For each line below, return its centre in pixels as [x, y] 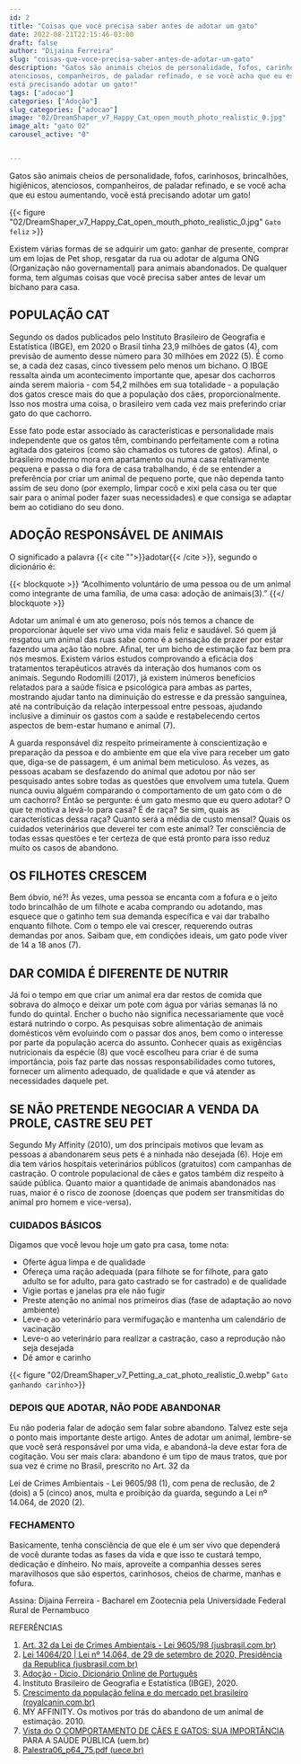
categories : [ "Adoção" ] [54, 101]
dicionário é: [32, 566]
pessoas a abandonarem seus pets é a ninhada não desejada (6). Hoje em [146, 1154]
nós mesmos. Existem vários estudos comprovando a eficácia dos [131, 658]
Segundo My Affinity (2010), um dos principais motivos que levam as [137, 1144]
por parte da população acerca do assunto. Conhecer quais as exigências [146, 1043]
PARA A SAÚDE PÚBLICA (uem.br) [86, 1740]
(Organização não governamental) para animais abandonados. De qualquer [148, 268]
